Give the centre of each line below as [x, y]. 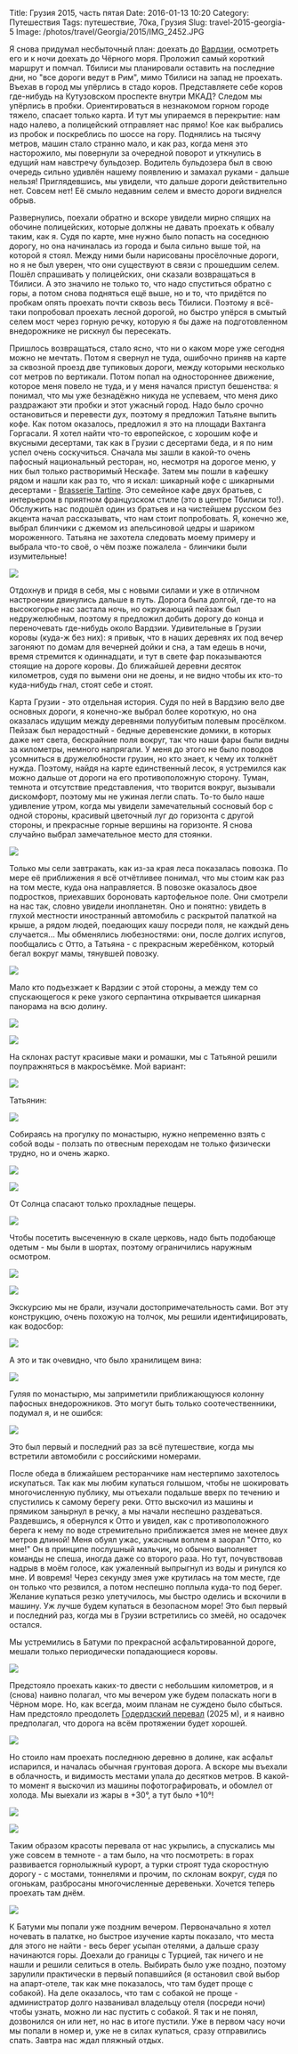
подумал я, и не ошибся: [56, 1413]
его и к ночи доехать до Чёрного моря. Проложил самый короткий [137, 58]
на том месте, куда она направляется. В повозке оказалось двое [133, 887]
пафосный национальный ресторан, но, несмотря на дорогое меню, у [143, 461]
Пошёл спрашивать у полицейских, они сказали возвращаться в [133, 274]
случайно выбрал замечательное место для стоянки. [111, 834]
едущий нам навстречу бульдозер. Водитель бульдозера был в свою [141, 162]
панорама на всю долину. [58, 1006]
